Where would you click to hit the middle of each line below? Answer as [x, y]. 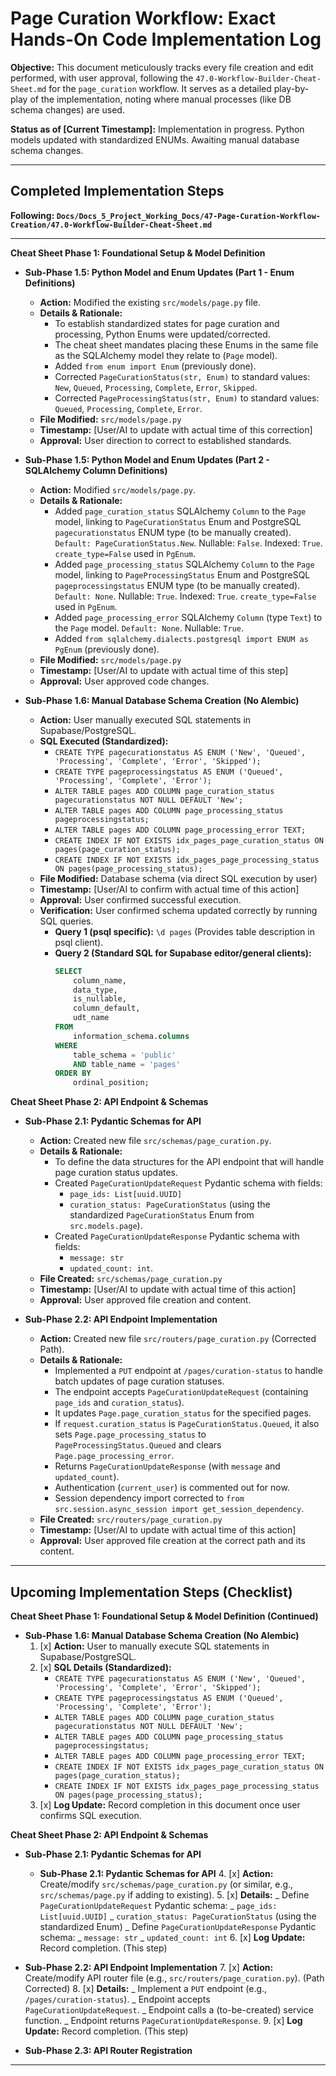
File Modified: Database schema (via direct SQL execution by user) [178, 878]
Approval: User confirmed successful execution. [140, 899]
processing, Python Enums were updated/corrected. [162, 334]
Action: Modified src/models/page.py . [117, 489]
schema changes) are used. [67, 109]
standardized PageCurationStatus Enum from [162, 1215]
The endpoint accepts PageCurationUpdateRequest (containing [181, 1392]
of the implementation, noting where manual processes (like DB [160, 99]
